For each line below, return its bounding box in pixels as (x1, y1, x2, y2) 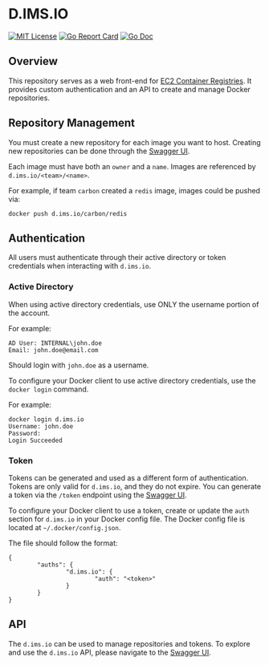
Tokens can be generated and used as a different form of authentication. (8, 472, 249, 482)
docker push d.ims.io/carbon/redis (8, 209, 128, 217)
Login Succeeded (8, 436, 63, 444)
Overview (8, 55, 59, 68)
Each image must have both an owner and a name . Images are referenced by (8, 161, 256, 171)
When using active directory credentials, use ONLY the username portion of (8, 299, 259, 309)
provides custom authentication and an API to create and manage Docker (8, 84, 251, 94)
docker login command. (8, 384, 89, 394)
